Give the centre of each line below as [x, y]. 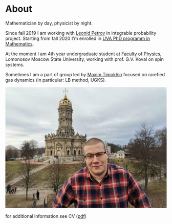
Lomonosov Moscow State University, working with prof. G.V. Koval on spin [84, 59]
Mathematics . [20, 43]
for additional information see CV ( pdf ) [46, 216]
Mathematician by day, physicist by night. [49, 23]
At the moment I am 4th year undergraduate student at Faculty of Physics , [83, 54]
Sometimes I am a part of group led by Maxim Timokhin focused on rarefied [85, 74]
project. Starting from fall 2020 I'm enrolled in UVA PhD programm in [78, 38]
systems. [15, 64]
